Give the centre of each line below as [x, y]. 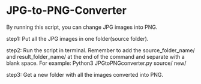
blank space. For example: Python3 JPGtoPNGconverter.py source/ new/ [96, 63]
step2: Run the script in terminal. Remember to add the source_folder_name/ [100, 50]
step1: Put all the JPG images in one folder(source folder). [77, 38]
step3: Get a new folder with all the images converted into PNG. [85, 74]
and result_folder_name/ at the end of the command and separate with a [95, 56]
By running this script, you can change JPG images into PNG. [82, 27]
